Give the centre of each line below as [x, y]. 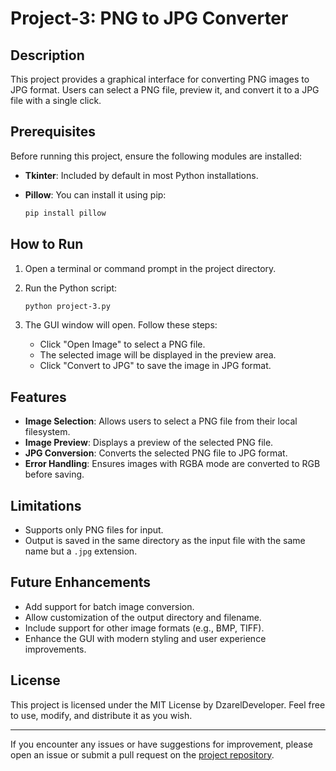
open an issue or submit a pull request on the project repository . [142, 754]
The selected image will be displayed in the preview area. [158, 355]
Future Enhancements [81, 582]
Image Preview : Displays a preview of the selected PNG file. [149, 443]
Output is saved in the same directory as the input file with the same [165, 540]
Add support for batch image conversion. [109, 606]
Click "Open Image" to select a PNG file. [122, 344]
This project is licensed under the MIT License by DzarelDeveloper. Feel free [168, 704]
